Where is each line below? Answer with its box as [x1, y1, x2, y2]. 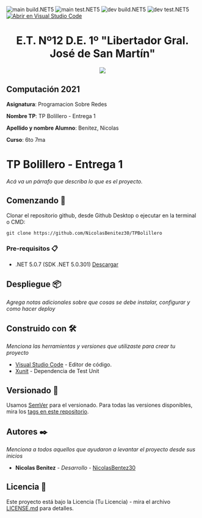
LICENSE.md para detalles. [6, 505, 74, 512]
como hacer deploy [6, 305, 56, 312]
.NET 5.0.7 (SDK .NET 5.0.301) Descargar [15, 261, 119, 268]
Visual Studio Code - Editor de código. [15, 361, 112, 368]
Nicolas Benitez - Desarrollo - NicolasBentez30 [15, 464, 136, 472]
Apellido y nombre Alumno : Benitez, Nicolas [6, 124, 119, 131]
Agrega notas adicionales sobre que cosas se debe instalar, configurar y [6, 298, 190, 306]
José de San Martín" [49, 46, 156, 61]
